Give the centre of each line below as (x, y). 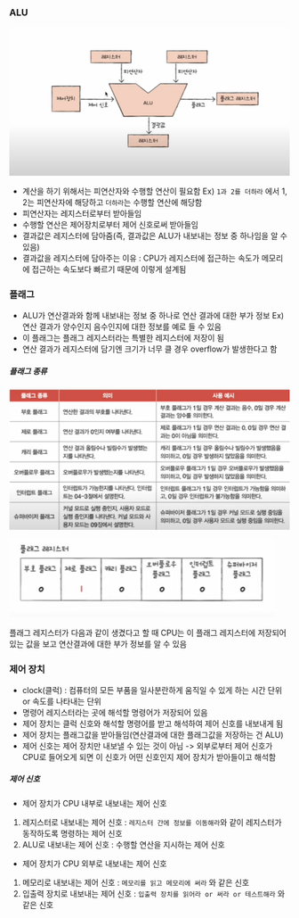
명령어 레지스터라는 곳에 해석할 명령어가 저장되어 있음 (115, 712)
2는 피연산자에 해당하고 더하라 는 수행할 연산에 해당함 (112, 202)
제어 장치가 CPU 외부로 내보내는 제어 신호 (94, 864)
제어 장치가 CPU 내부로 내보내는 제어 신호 (94, 803)
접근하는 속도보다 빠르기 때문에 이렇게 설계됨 (109, 269)
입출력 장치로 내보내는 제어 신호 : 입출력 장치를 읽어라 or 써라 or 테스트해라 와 (154, 893)
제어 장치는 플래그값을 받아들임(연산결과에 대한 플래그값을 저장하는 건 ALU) (153, 734)
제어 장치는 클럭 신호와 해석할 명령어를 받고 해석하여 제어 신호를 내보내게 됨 (153, 724)
